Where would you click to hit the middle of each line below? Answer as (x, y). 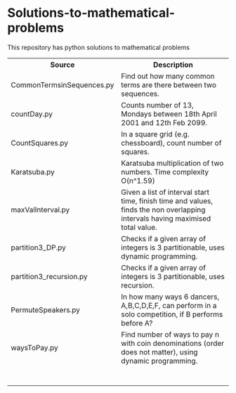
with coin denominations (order (173, 343)
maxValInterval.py (40, 210)
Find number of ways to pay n (170, 334)
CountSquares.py (40, 143)
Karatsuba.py (33, 172)
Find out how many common (168, 76)
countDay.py (32, 114)
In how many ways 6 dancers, (170, 297)
